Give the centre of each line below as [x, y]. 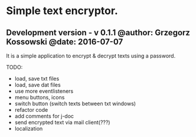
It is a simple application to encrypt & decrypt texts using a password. [91, 56]
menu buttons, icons [40, 97]
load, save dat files [37, 85]
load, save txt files [37, 78]
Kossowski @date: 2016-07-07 [65, 41]
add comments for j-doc [44, 116]
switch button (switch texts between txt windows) [75, 103]
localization [29, 128]
